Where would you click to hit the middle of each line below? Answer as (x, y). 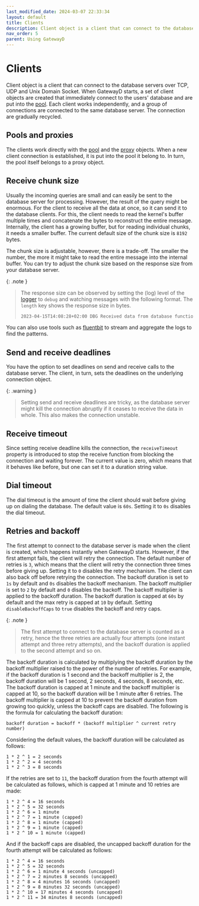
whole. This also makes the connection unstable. (80, 415)
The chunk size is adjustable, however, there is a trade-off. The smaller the (97, 251)
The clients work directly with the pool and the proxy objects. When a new (97, 150)
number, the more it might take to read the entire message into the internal (97, 257)
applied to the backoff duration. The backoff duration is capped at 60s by (95, 596)
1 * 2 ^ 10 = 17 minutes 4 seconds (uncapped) (65, 892)
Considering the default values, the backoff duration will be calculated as (95, 739)
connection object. (29, 379)
